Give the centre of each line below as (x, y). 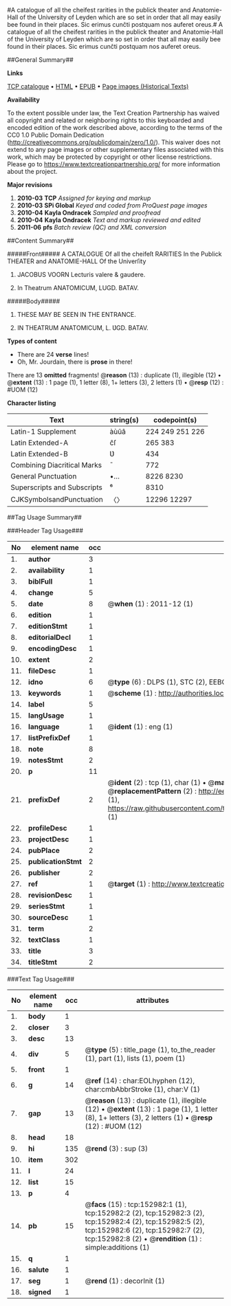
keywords (45, 693)
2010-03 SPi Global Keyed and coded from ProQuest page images (112, 205)
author (40, 559)
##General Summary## (40, 60)
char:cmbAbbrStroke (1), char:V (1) (143, 1089)
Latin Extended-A (40, 443)
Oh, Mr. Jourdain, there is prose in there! (75, 362)
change (41, 593)
